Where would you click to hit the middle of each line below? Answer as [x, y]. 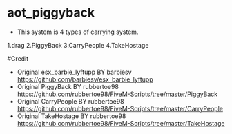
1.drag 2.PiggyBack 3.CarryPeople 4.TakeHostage [78, 45]
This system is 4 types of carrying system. [78, 32]
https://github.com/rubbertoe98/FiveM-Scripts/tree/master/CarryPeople [120, 108]
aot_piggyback [51, 13]
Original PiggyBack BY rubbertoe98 [68, 86]
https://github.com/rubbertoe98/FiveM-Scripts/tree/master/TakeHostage [121, 123]
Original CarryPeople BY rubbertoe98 [70, 101]
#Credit [18, 58]
